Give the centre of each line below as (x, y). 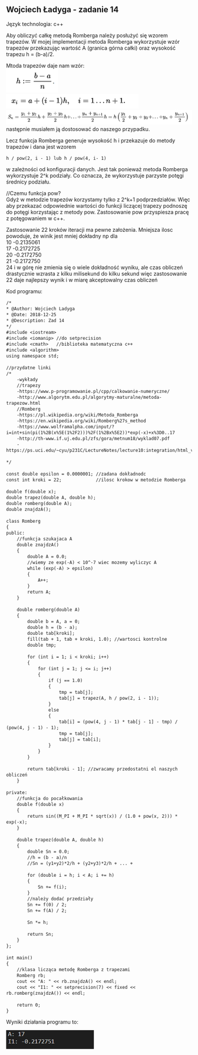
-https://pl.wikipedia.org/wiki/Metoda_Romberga (77, 415)
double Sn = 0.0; (48, 852)
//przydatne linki (29, 368)
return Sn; (41, 935)
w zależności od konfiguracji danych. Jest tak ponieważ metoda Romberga (97, 169)
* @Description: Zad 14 (35, 321)
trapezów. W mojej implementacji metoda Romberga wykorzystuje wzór (93, 41)
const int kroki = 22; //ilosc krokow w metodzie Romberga (96, 480)
